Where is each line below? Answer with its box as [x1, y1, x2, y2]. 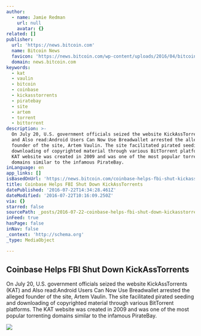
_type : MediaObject [6, 237, 55, 243]
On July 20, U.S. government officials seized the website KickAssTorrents [6, 280, 187, 287]
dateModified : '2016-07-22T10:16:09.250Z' [6, 192, 114, 198]
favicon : [11, 53, 33, 59]
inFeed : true [6, 215, 39, 221]
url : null [17, 20, 42, 26]
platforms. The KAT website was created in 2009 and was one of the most [6, 306, 190, 313]
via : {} [6, 198, 26, 204]
